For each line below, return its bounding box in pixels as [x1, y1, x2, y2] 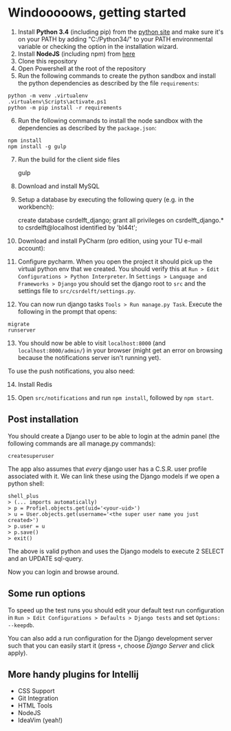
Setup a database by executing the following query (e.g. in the [17, 195, 195, 203]
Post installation [8, 414, 79, 425]
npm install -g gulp [8, 143, 67, 150]
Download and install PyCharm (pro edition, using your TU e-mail [17, 237, 202, 245]
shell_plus [8, 492, 39, 499]
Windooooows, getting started [8, 5, 186, 21]
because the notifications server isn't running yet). [17, 353, 161, 361]
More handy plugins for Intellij [8, 668, 140, 680]
